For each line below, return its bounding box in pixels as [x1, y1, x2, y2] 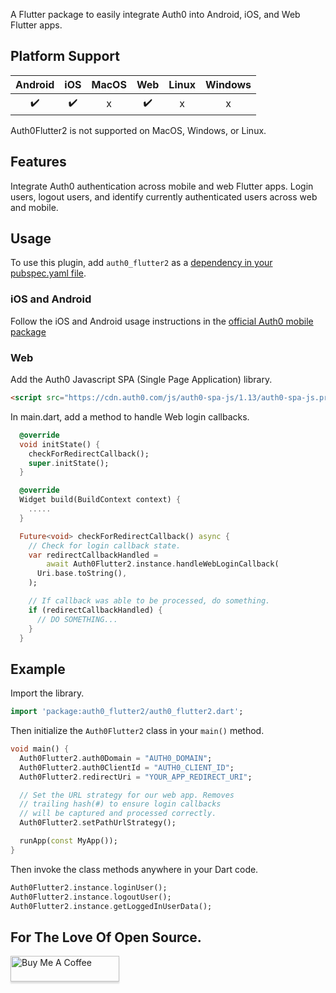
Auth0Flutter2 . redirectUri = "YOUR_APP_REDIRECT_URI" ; [19, 772, 253, 782]
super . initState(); [28, 458, 110, 468]
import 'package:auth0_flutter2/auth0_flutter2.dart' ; [10, 707, 244, 717]
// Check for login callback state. [28, 540, 182, 551]
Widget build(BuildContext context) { [19, 495, 182, 505]
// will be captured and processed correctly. [19, 809, 217, 819]
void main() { [10, 744, 70, 754]
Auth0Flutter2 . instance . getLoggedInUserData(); [10, 901, 213, 911]
